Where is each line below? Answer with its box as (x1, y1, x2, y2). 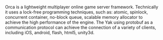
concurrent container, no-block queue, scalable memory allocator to (5, 14, 143, 20)
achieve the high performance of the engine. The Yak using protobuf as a (5, 19, 153, 25)
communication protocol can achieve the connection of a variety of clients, (5, 25, 157, 30)
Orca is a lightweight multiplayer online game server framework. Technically (5, 4, 159, 10)
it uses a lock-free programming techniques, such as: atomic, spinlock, (5, 9, 148, 15)
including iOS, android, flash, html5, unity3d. (5, 30, 94, 35)
